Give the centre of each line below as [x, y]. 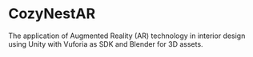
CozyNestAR [52, 14]
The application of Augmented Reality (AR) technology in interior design [127, 36]
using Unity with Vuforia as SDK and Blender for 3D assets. [106, 44]
